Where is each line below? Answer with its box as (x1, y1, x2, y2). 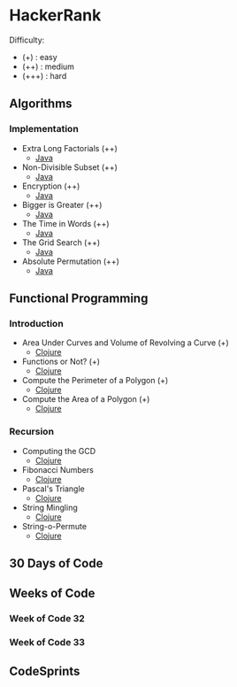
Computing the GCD (21, 445, 96, 456)
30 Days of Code (9, 556, 103, 571)
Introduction (9, 317, 64, 329)
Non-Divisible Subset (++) (21, 161, 118, 173)
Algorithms (9, 96, 73, 112)
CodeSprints (9, 663, 80, 678)
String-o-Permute (21, 521, 87, 531)
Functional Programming (9, 291, 149, 306)
